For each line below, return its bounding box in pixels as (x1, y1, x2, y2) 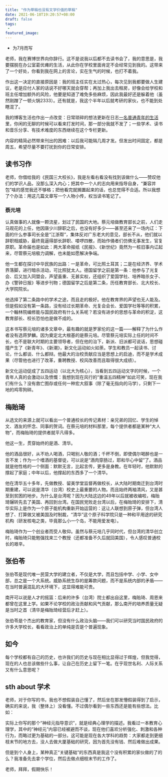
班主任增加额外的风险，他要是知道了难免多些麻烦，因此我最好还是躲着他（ (5, 91, 158, 97)
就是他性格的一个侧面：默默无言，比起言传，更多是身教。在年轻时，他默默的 (5, 463, 163, 469)
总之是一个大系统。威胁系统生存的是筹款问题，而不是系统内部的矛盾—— (13, 577, 163, 583)
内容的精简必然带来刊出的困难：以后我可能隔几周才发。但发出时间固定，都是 (5, 138, 163, 143)
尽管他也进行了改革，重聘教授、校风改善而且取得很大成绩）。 (13, 357, 139, 363)
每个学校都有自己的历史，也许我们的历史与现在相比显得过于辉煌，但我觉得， (5, 654, 163, 660)
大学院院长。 (5, 286, 31, 292)
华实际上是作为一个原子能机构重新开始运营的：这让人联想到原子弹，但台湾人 (5, 505, 163, 511)
